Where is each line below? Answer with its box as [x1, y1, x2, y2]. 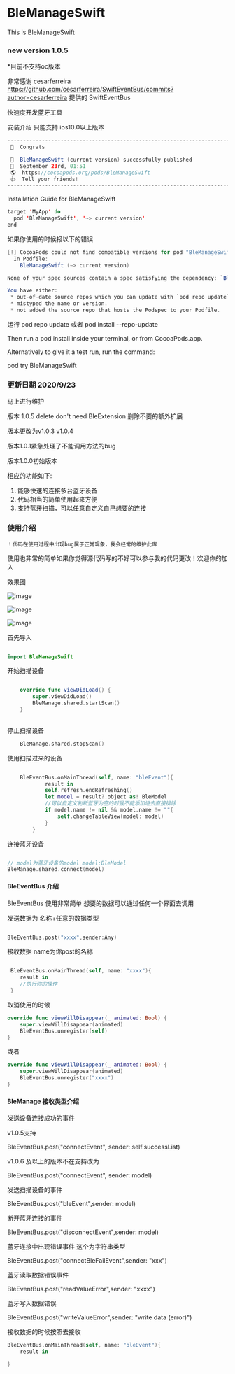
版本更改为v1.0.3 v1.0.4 [7, 427, 73, 435]
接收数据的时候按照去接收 [7, 1328, 81, 1336]
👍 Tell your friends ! [10, 176, 79, 183]
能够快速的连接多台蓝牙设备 [17, 486, 98, 495]
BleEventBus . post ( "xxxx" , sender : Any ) [7, 934, 117, 941]
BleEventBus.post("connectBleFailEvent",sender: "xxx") [7, 1256, 168, 1265]
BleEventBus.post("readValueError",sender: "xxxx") [7, 1285, 156, 1294]
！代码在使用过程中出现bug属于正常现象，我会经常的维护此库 [7, 541, 157, 548]
